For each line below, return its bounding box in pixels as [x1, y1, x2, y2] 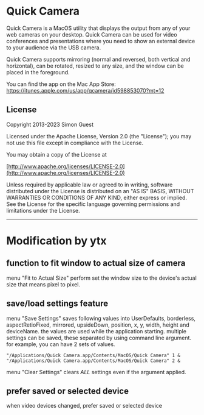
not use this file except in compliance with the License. [6, 139, 144, 146]
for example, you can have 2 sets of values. [6, 340, 115, 348]
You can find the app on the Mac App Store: [6, 80, 117, 88]
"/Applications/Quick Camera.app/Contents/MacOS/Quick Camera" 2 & [6, 358, 181, 364]
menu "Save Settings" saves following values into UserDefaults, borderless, [6, 314, 196, 322]
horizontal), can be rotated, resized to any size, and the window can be [6, 62, 184, 69]
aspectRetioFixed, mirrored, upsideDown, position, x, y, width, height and [6, 321, 189, 328]
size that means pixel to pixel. [6, 280, 81, 288]
